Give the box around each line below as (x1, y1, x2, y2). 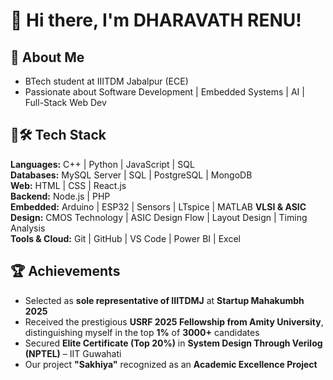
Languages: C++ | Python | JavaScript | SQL (10, 158, 195, 170)
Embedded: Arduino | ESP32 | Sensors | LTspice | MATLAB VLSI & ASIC (10, 200, 307, 213)
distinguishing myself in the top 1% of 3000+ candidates (24, 326, 260, 338)
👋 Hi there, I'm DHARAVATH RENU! (10, 9, 302, 32)
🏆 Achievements (10, 263, 121, 280)
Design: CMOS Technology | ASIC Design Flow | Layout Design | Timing (10, 211, 308, 223)
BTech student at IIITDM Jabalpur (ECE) (24, 75, 189, 87)
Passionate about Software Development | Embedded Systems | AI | (24, 86, 305, 98)
